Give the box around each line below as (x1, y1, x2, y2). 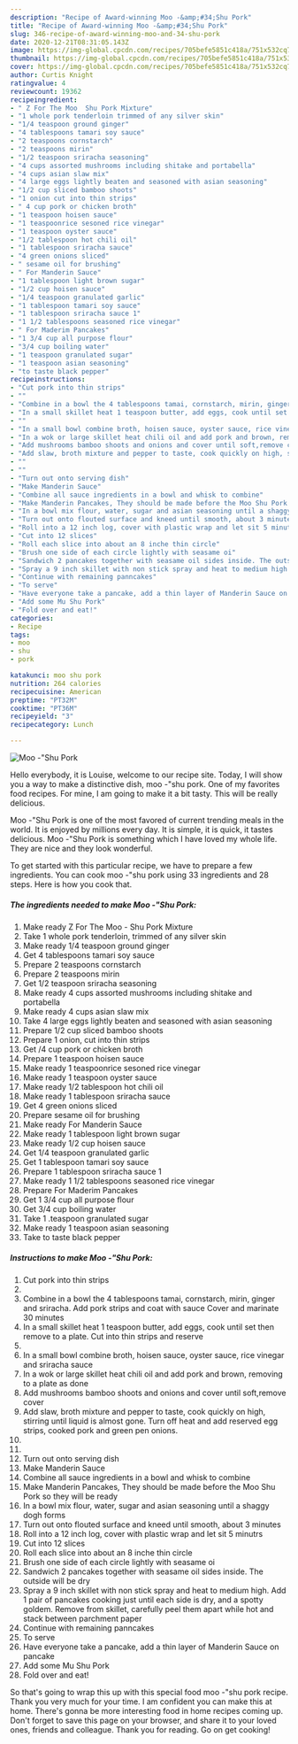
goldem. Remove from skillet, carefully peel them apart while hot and (22, 1603, 274, 1614)
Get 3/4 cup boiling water (22, 1203, 117, 1214)
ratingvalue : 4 (10, 79, 66, 88)
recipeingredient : (10, 95, 78, 104)
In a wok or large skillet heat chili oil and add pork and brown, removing (22, 1369, 284, 1379)
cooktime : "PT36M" (10, 704, 78, 713)
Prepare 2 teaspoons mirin (22, 968, 120, 979)
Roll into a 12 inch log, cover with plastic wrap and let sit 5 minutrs (22, 1528, 264, 1539)
